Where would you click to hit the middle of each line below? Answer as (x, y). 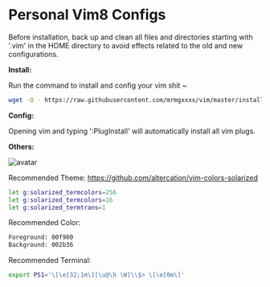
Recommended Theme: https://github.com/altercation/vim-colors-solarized (133, 178)
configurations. (33, 54)
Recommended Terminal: (50, 260)
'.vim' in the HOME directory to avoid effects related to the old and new (126, 45)
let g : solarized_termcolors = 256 (62, 192)
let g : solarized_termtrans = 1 (57, 207)
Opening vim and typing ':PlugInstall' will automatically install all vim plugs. (132, 131)
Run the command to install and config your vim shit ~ (98, 85)
